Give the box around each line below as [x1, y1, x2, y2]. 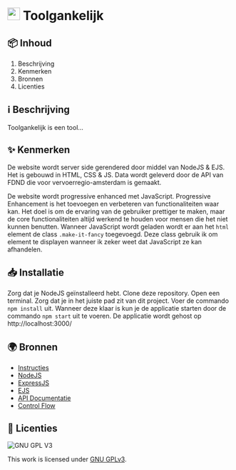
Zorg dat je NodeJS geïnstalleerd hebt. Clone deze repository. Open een [7, 289, 220, 298]
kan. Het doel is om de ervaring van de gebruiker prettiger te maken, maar [7, 207, 225, 216]
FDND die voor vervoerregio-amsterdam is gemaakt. [7, 178, 162, 186]
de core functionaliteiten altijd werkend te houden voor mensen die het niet [7, 214, 228, 223]
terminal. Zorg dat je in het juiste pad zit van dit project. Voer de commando [7, 296, 230, 305]
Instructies [17, 364, 49, 372]
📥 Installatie [7, 266, 64, 279]
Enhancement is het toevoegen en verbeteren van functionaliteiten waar [7, 199, 220, 208]
